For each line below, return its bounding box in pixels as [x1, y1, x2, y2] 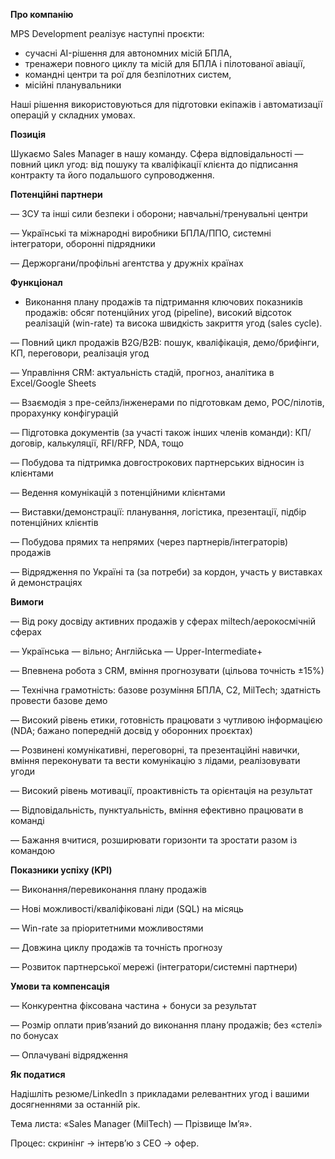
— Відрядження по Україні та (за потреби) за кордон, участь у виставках [10, 566, 323, 578]
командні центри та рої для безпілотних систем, [24, 69, 232, 80]
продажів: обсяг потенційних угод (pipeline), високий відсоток [24, 307, 292, 318]
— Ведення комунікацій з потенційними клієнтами [10, 487, 226, 498]
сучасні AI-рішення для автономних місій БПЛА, [24, 47, 233, 59]
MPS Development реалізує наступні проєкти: [10, 28, 205, 39]
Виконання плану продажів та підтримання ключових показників [24, 296, 303, 308]
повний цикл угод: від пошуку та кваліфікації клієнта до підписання [10, 159, 298, 170]
